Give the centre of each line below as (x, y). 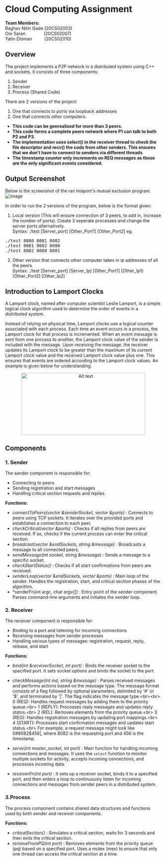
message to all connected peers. (46, 550)
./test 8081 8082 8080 (33, 245)
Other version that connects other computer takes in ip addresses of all (85, 260)
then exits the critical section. (42, 838)
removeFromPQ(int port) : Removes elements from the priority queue (83, 843)
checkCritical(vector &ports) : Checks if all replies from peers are (79, 529)
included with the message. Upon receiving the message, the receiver (77, 345)
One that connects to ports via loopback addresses (65, 111)
